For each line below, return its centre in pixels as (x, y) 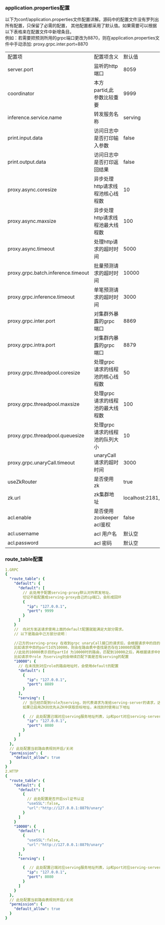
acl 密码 (103, 543)
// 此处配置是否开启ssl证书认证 (55, 799)
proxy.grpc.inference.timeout (41, 297)
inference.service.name (35, 118)
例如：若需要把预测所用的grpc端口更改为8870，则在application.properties (80, 38)
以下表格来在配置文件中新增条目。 (40, 32)
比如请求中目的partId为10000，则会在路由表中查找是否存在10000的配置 (77, 648)
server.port (20, 70)
